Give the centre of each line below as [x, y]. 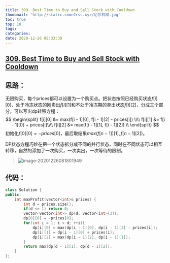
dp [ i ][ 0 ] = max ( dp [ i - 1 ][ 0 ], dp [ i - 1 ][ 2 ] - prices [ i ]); [95, 227]
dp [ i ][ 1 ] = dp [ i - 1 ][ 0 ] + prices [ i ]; [73, 232]
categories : [18, 34]
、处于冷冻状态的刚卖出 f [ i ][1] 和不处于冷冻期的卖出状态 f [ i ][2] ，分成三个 [85, 105]
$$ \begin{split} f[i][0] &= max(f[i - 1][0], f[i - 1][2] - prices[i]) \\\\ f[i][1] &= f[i [85, 119]
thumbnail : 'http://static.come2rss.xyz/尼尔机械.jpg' [63, 15]
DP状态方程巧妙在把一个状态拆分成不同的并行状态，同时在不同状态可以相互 [84, 144]
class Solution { [24, 190]
